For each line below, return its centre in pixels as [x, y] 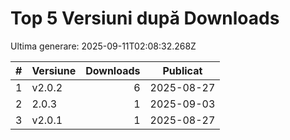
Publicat [182, 70]
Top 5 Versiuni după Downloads [145, 18]
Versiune [54, 70]
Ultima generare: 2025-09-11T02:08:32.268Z [103, 46]
